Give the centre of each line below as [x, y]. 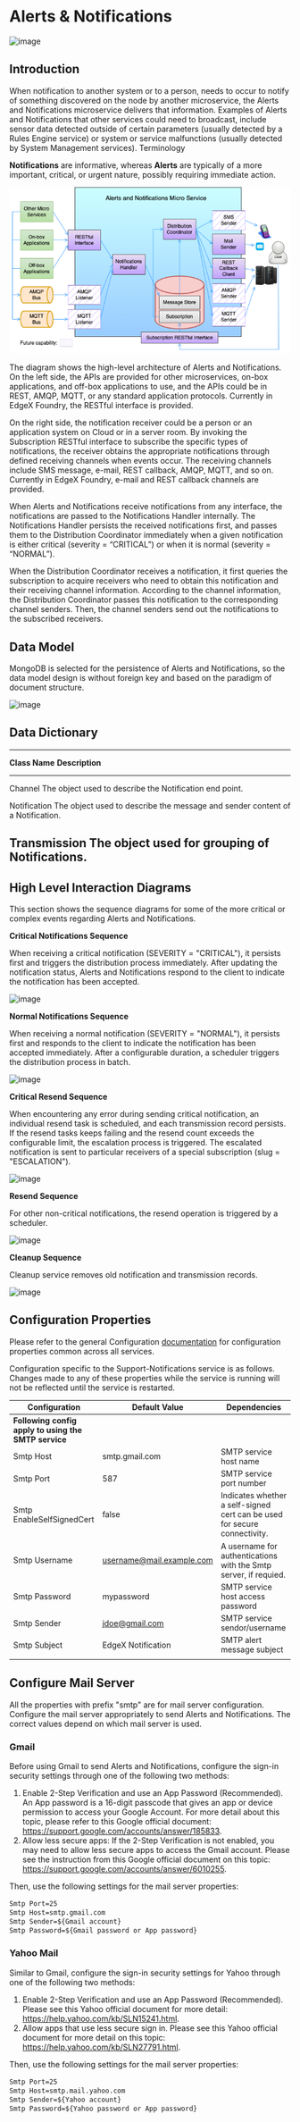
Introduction [45, 69]
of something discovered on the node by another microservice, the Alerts [144, 100]
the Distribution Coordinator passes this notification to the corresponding [144, 600]
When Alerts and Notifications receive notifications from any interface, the [146, 507]
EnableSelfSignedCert [54, 1519]
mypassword [126, 1596]
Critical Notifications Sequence [69, 936]
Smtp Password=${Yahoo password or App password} [104, 2109]
